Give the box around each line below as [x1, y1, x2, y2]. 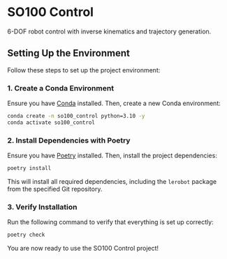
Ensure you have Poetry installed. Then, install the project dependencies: [7, 151, 218, 160]
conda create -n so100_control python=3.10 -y [7, 113, 145, 120]
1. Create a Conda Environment [7, 83, 114, 93]
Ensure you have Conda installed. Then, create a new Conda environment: [7, 99, 221, 108]
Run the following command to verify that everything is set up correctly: [7, 218, 214, 226]
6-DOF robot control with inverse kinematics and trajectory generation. [7, 27, 212, 36]
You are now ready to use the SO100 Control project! [7, 244, 159, 253]
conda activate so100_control [7, 119, 96, 126]
